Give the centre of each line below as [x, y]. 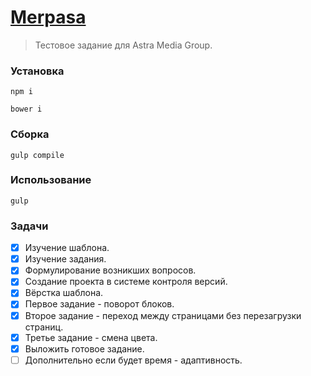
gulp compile [37, 155]
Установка [37, 71]
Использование [51, 180]
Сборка [30, 134]
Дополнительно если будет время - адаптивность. [133, 360]
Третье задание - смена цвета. [91, 337]
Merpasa [48, 17]
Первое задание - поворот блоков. [99, 304]
